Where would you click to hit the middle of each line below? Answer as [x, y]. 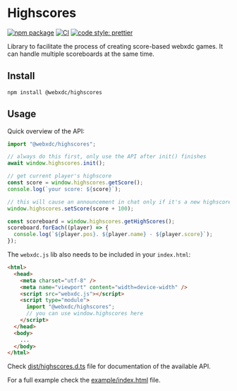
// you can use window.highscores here [84, 314]
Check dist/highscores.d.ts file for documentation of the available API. [109, 366]
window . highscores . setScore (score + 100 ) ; [71, 209]
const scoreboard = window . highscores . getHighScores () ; [91, 221]
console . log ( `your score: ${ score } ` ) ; [64, 189]
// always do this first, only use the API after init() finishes [107, 157]
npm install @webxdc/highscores [55, 92]
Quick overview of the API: [46, 131]
